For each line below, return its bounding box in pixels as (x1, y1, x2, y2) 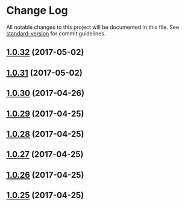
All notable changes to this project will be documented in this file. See (6, 23, 180, 31)
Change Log (6, 4, 68, 17)
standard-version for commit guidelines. (6, 29, 106, 37)
